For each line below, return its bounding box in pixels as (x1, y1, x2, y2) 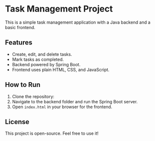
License (5, 117, 30, 126)
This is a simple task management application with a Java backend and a (5, 19, 151, 25)
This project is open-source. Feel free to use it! (5, 130, 99, 136)
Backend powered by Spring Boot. (12, 61, 81, 67)
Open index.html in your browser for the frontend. (12, 104, 112, 110)
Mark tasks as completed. (12, 56, 64, 62)
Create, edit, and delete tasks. (12, 51, 72, 57)
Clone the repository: (12, 93, 55, 99)
